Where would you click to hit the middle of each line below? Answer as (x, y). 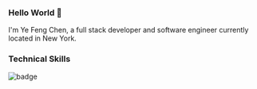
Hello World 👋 (35, 13)
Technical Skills (40, 59)
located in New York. (43, 38)
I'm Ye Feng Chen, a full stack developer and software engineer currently (128, 30)
